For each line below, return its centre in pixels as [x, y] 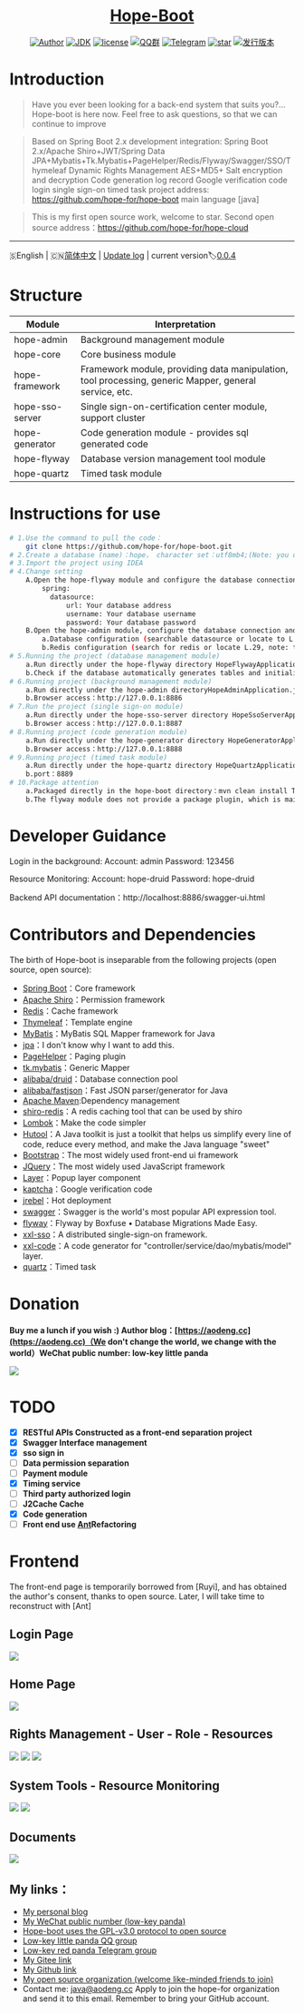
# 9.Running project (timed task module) [89, 757]
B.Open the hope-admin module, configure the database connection [153, 631]
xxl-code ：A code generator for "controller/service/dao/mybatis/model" [157, 1245]
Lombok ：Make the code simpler [84, 1123]
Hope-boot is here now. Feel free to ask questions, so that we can [154, 113]
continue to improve [69, 123]
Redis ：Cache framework [70, 1011]
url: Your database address [119, 605]
